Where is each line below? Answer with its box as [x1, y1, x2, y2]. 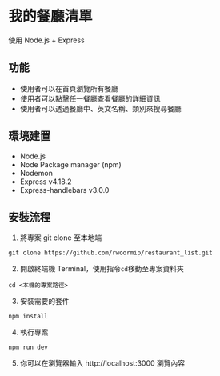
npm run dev [8, 343, 48, 352]
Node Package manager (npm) [19, 159, 122, 169]
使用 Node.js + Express [8, 35, 86, 45]
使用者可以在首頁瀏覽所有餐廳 [19, 83, 118, 93]
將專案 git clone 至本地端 [19, 233, 102, 242]
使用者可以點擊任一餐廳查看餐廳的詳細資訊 [19, 94, 161, 103]
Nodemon [19, 168, 54, 178]
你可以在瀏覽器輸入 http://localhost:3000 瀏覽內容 [19, 358, 186, 368]
